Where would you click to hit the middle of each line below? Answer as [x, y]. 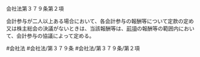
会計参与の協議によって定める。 [56, 36]
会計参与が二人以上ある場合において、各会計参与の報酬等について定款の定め [100, 21]
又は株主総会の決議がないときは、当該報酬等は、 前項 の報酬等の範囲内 [93, 28]
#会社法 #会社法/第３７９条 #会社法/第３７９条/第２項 [73, 48]
